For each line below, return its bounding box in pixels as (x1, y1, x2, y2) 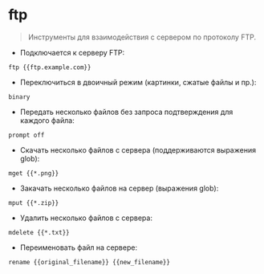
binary (8, 92, 30, 101)
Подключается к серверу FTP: (19, 47, 125, 57)
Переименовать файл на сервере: (19, 243, 138, 252)
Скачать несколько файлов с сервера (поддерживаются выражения (19, 145, 257, 154)
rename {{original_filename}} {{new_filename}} (8, 258, 171, 266)
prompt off (8, 131, 45, 139)
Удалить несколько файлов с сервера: (19, 213, 152, 223)
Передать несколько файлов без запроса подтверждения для (19, 107, 234, 117)
